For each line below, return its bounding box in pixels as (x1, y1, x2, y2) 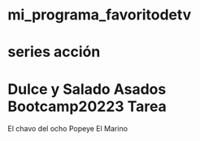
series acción (7, 43, 101, 62)
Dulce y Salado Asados (7, 79, 167, 98)
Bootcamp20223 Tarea (7, 97, 167, 115)
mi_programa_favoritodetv (7, 6, 192, 24)
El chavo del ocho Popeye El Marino (7, 124, 128, 134)
